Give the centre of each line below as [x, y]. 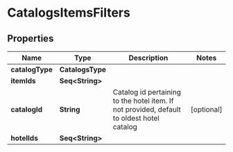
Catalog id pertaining [147, 92]
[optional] [206, 109]
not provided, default [147, 109]
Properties [31, 39]
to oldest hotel [136, 118]
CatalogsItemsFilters [69, 13]
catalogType [32, 69]
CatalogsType [83, 69]
